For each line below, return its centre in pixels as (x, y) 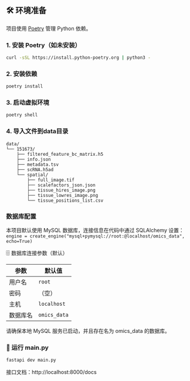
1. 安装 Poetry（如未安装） (43, 45)
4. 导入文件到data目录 (37, 131)
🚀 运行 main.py (27, 347)
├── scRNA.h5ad (35, 169)
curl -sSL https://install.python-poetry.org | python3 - (78, 58)
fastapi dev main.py (31, 360)
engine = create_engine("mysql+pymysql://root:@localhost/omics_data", (95, 236)
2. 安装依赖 (22, 73)
